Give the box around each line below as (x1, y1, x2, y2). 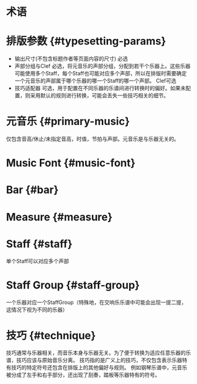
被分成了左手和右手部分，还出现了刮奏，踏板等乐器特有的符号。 (6, 372, 160, 379)
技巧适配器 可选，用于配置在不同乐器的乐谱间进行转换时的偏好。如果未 (14, 85, 186, 92)
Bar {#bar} (6, 183, 59, 197)
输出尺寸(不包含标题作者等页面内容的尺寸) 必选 (14, 55, 128, 62)
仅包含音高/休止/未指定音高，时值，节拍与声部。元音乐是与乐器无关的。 (6, 135, 180, 143)
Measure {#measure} (6, 210, 113, 224)
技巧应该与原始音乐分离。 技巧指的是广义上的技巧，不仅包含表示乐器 (16, 357, 182, 364)
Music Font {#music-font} (6, 157, 136, 170)
